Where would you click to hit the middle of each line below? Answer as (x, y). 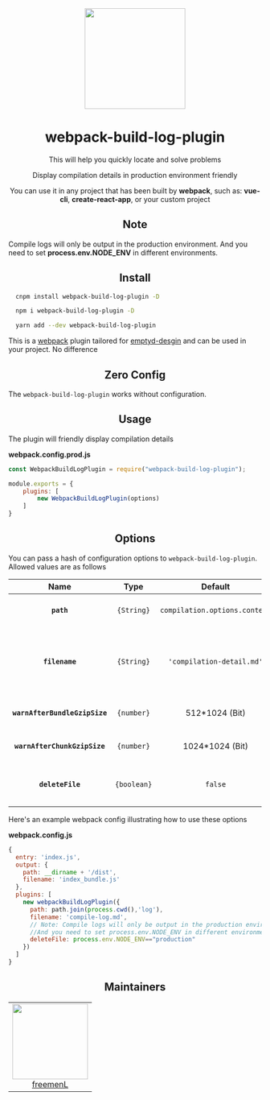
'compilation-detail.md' (216, 661)
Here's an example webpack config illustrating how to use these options (128, 819)
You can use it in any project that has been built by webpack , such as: (126, 190)
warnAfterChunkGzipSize (60, 746)
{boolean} (134, 784)
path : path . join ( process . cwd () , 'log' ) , (96, 909)
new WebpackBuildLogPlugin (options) (98, 498)
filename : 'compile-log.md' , (78, 917)
